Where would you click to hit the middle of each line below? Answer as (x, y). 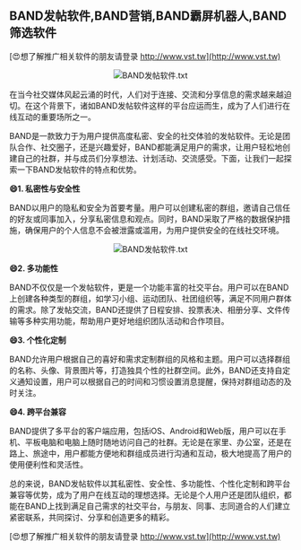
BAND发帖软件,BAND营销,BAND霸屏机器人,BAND (148, 16)
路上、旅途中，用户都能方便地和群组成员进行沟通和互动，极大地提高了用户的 (150, 453)
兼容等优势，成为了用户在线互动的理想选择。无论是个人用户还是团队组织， (146, 494)
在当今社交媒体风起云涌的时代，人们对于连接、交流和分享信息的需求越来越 (146, 94)
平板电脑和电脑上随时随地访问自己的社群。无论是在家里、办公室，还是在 (158, 441)
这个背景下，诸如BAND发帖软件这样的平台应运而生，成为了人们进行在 (162, 105)
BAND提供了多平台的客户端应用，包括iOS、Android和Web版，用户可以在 (144, 431)
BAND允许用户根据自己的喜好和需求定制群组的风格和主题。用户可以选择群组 (150, 359)
